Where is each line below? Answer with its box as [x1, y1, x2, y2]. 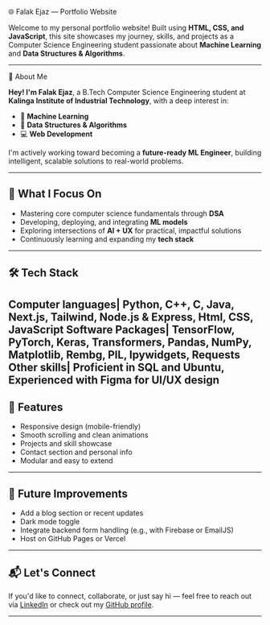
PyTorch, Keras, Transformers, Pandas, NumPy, [8, 335, 252, 349]
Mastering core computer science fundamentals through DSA [19, 209, 225, 218]
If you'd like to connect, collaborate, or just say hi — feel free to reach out [8, 591, 252, 601]
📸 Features [8, 400, 63, 414]
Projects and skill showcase [19, 439, 112, 449]
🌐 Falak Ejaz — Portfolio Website [8, 7, 117, 16]
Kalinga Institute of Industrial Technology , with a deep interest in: [8, 96, 229, 106]
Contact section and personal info [19, 447, 133, 457]
